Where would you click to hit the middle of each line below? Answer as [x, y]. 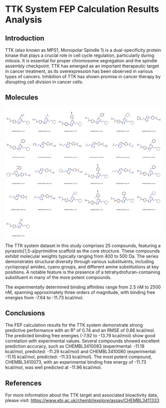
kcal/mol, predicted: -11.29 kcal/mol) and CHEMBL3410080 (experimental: [81, 352]
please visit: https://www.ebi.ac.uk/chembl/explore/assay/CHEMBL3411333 [82, 401]
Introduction [25, 38]
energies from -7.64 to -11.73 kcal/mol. [44, 297]
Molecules [22, 97]
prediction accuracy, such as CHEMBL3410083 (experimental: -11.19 [75, 346]
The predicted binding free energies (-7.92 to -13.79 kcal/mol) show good [80, 336]
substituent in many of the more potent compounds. [58, 277]
